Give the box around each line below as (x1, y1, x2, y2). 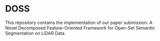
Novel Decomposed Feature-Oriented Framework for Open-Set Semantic (5, 24, 156, 30)
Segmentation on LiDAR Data (5, 30, 65, 36)
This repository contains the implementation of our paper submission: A (5, 19, 153, 25)
